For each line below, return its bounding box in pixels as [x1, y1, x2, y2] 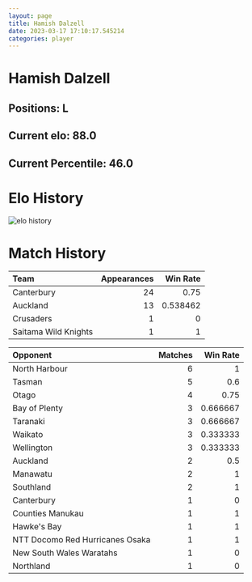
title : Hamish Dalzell [8, 19, 85, 28]
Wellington [12, 442, 53, 453]
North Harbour [12, 363, 68, 375]
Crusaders [12, 313, 52, 325]
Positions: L [8, 101, 69, 115]
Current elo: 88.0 [8, 129, 97, 142]
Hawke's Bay [12, 521, 62, 533]
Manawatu [12, 469, 52, 480]
